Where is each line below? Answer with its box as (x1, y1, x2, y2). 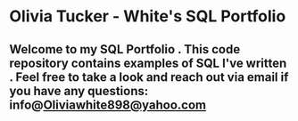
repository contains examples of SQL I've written (9, 55, 287, 70)
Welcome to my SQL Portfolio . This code (9, 42, 241, 57)
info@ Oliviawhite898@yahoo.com (9, 97, 207, 112)
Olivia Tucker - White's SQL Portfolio (9, 6, 286, 27)
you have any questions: (9, 83, 149, 99)
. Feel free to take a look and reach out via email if (9, 69, 289, 85)
